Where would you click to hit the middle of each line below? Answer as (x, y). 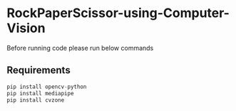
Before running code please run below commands (80, 48)
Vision (26, 28)
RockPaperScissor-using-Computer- (118, 13)
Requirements (39, 70)
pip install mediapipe (40, 93)
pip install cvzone (36, 100)
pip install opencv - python (47, 87)
